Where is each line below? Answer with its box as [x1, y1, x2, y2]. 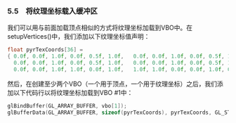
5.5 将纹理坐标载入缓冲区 [7, 6, 98, 15]
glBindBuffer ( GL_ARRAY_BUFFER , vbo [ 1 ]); [7, 102, 128, 110]
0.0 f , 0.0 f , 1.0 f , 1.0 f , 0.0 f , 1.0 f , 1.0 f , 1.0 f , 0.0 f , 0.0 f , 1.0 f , [13, 65, 225, 73]
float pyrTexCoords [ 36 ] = [7, 46, 83, 53]
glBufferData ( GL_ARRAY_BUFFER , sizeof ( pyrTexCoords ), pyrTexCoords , [7, 109, 212, 116]
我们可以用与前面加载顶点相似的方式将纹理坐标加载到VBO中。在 [7, 23, 193, 32]
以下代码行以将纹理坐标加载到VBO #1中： [13, 88, 133, 96]
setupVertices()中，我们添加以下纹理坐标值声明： [7, 32, 150, 41]
